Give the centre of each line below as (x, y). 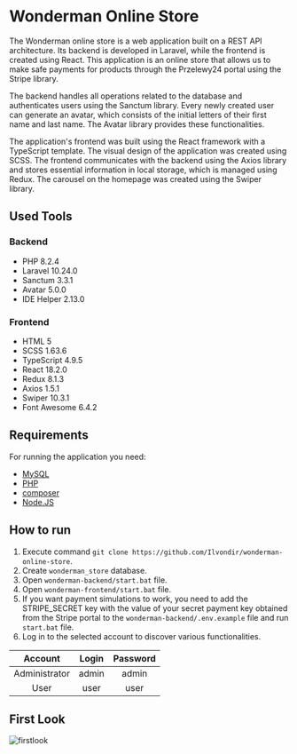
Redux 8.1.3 (43, 378)
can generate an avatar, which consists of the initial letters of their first (138, 115)
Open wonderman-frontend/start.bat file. (97, 589)
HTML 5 (37, 341)
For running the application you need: (78, 456)
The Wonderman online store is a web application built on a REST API (136, 41)
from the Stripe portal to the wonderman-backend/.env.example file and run (155, 617)
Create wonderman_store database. (85, 570)
